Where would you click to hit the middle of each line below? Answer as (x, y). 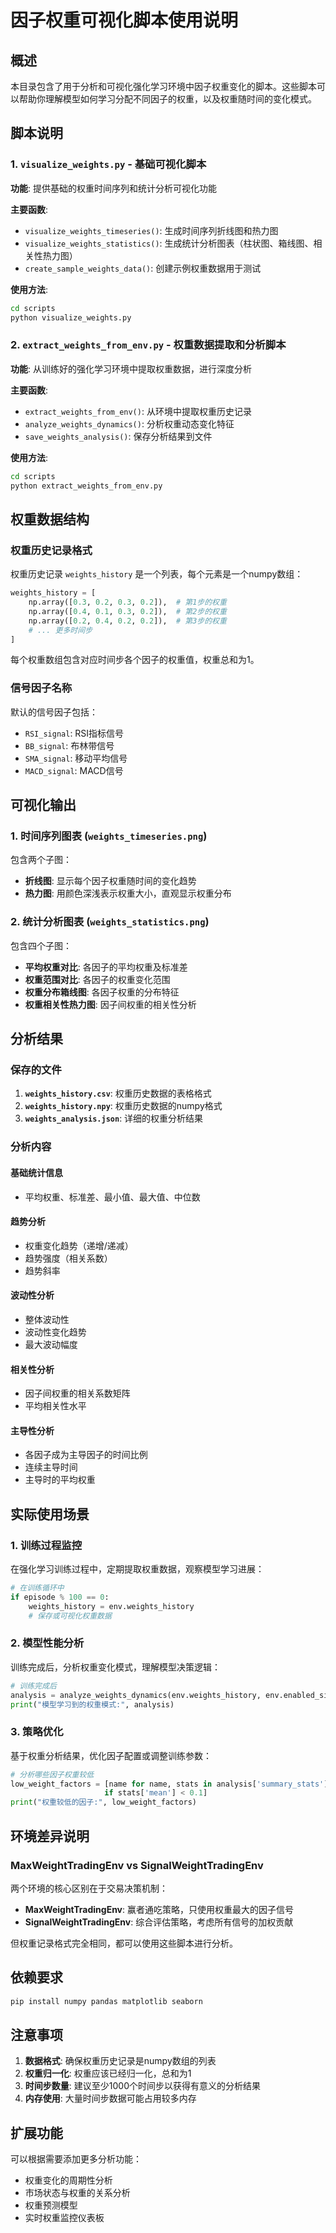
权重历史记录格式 (51, 550)
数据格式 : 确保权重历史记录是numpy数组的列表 (120, 2061)
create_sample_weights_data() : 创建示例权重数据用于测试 (143, 268)
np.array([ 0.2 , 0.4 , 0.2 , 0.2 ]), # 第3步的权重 (127, 621)
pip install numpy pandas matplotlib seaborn (106, 2001)
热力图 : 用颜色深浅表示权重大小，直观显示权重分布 (128, 893)
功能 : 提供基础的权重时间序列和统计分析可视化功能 (113, 188)
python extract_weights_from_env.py (86, 486)
